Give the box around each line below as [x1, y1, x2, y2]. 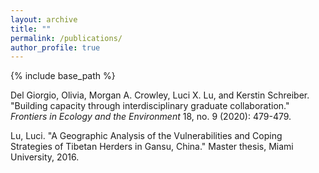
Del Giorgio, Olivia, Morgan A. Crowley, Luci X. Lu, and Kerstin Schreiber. [10, 89, 310, 101]
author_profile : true [10, 42, 101, 53]
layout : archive [10, 14, 78, 25]
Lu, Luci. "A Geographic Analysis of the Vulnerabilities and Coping [10, 130, 283, 142]
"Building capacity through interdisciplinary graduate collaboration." [10, 100, 290, 112]
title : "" [10, 24, 52, 34]
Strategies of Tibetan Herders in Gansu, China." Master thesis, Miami [10, 141, 294, 153]
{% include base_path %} [10, 70, 116, 82]
